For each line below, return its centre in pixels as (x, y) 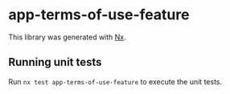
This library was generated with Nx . (67, 37)
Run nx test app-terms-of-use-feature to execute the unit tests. (115, 81)
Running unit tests (55, 62)
